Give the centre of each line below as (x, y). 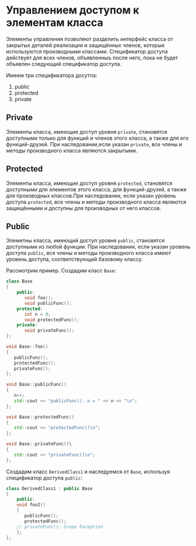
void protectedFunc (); (52, 320)
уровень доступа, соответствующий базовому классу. (75, 259)
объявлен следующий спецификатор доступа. (64, 64)
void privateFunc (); (49, 331)
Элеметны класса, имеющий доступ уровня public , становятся (85, 241)
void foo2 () (31, 505)
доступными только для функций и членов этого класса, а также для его (97, 138)
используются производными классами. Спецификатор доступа (87, 51)
